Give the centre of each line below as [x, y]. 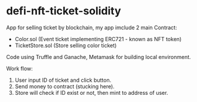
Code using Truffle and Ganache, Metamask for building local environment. [98, 57]
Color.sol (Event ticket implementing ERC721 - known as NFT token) [98, 39]
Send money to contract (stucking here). [64, 86]
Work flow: [19, 68]
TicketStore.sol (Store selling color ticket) [66, 45]
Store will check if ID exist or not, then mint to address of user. [91, 92]
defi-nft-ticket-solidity [64, 11]
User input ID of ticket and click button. [63, 80]
